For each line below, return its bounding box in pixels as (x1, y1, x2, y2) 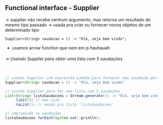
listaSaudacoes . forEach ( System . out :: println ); (5, 116, 101, 121)
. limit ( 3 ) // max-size (14, 98, 60, 103)
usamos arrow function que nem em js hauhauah (12, 45, 110, 50)
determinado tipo (5, 27, 40, 33)
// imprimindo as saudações (5, 111, 62, 116)
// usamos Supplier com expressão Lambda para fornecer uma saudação (5, 75, 149, 80)
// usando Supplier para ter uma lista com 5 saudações (5, 89, 120, 94)
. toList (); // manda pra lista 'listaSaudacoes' (14, 102, 114, 107)
